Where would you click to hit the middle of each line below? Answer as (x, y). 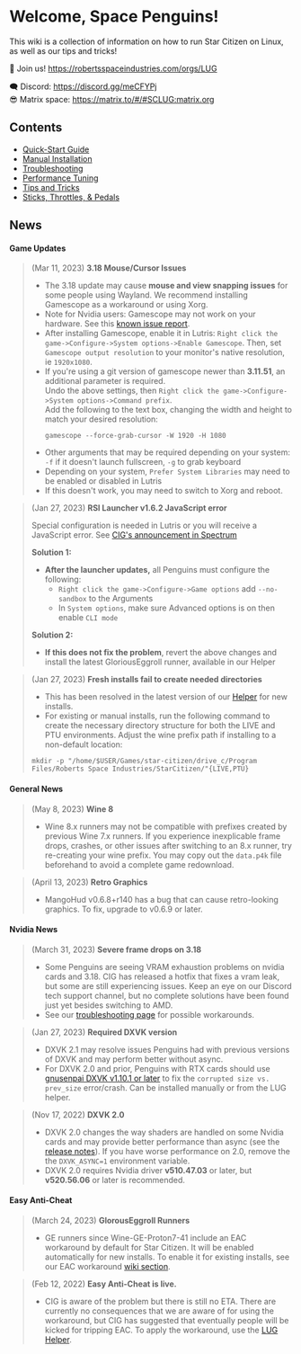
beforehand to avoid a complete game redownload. (139, 864)
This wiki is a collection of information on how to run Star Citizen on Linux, (147, 41)
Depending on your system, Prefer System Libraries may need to (167, 472)
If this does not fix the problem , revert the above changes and (160, 653)
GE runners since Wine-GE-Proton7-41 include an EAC (146, 1237)
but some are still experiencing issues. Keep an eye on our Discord (168, 985)
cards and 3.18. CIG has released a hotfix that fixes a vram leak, (162, 976)
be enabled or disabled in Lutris (103, 481)
